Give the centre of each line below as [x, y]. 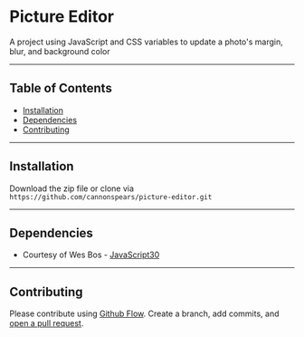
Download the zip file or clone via [71, 188]
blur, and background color [60, 51]
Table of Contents [61, 88]
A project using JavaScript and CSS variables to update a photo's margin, [146, 42]
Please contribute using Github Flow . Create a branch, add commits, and [144, 313]
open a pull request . [47, 323]
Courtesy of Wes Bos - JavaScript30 [91, 255]
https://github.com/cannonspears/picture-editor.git [111, 197]
